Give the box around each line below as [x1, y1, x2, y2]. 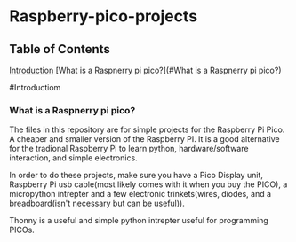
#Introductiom [9, 82, 61, 92]
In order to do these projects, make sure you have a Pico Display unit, [9, 170, 264, 181]
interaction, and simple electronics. [9, 152, 138, 163]
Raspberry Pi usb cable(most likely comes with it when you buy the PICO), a [9, 179, 288, 190]
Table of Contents [9, 42, 111, 57]
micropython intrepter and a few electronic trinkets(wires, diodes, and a [9, 189, 272, 199]
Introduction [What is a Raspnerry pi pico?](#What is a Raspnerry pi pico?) [9, 65, 282, 75]
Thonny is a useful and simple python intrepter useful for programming [9, 215, 268, 226]
